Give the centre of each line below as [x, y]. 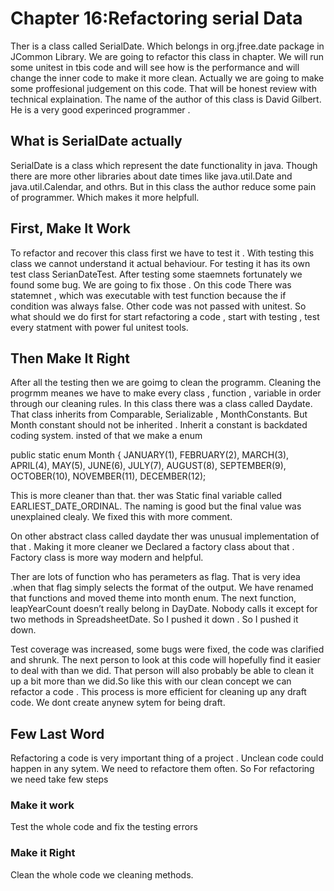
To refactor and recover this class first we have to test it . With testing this [162, 253]
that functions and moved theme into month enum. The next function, [153, 598]
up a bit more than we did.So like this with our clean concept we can [151, 681]
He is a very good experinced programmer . [100, 109]
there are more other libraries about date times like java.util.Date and [151, 176]
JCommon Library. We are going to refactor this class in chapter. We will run [167, 56]
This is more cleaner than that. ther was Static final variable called [146, 496]
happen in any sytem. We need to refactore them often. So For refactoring [162, 769]
